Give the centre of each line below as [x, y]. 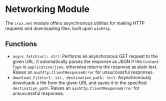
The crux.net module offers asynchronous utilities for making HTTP [75, 23]
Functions [21, 44]
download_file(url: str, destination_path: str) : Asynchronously [82, 77]
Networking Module [47, 9]
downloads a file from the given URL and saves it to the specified [79, 82]
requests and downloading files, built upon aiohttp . [58, 28]
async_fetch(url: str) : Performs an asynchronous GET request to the [85, 56]
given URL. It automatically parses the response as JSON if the [77, 61]
